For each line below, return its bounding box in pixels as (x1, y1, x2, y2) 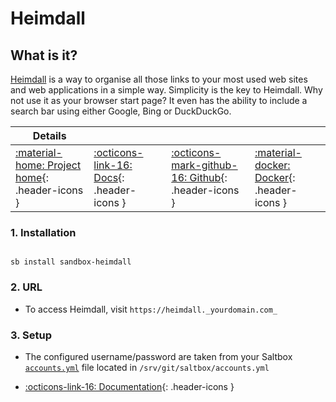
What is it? (10, 47, 78, 64)
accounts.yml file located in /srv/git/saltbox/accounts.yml (24, 361, 270, 373)
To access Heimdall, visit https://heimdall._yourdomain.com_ (24, 303, 278, 315)
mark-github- (171, 158, 238, 172)
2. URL (10, 280, 43, 294)
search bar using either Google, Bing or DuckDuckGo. (10, 105, 232, 117)
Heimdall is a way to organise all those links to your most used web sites (10, 73, 308, 85)
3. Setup (10, 328, 52, 342)
